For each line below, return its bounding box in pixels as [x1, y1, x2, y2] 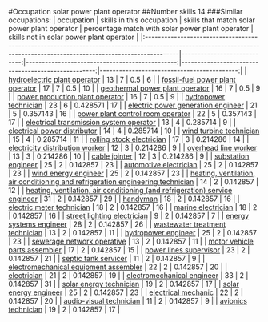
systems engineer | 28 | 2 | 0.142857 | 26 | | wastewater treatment [8, 219, 226, 229]
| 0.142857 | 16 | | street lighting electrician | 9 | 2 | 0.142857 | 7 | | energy [8, 211, 250, 220]
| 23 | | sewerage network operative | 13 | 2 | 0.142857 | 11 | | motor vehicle [8, 236, 254, 246]
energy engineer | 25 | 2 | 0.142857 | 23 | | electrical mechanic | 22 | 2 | [8, 288, 244, 297]
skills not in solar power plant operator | [8, 32, 139, 42]
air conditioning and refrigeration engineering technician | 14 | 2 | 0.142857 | [8, 177, 258, 187]
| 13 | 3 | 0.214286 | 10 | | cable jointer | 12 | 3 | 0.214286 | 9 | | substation [8, 151, 250, 161]
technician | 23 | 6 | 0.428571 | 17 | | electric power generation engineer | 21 [8, 100, 258, 110]
